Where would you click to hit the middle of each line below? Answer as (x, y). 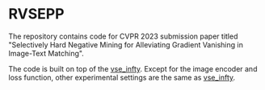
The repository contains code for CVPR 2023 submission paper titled (123, 36)
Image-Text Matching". (46, 53)
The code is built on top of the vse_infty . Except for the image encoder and (133, 68)
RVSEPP (36, 14)
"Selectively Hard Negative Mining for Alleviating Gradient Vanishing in (126, 44)
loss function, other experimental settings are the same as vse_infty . (122, 77)
